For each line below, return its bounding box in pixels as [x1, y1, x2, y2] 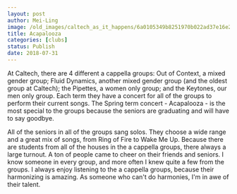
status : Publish [7, 43, 55, 50]
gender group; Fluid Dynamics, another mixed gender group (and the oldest [7, 76, 228, 85]
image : [7, 23, 27, 30]
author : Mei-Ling [7, 17, 59, 24]
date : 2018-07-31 [7, 50, 59, 57]
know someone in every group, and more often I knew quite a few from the [7, 157, 224, 166]
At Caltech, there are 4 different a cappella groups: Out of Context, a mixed [7, 68, 226, 78]
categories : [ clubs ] [7, 37, 68, 44]
